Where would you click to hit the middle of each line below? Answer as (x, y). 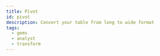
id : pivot (18, 17)
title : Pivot (22, 11)
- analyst (23, 38)
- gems (19, 33)
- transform (26, 44)
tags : (13, 28)
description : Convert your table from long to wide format (80, 22)
